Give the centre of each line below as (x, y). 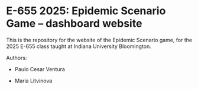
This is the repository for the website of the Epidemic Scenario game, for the (99, 40)
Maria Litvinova (33, 81)
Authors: (17, 58)
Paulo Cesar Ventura (40, 69)
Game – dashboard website (74, 23)
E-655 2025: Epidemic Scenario (86, 11)
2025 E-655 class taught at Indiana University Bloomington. (79, 46)
